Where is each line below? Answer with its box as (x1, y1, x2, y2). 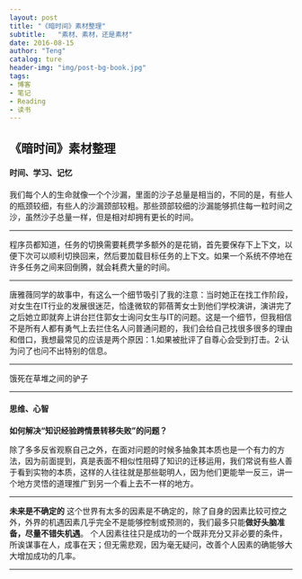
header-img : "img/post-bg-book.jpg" (9, 64, 147, 73)
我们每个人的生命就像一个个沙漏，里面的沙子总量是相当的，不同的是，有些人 (9, 189, 293, 200)
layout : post (9, 13, 58, 22)
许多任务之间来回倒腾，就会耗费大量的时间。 (9, 262, 175, 272)
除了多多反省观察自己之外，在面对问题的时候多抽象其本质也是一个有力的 (9, 444, 277, 455)
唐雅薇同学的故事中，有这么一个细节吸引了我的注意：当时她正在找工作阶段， (9, 289, 293, 299)
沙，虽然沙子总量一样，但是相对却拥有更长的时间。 (9, 211, 199, 222)
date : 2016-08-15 (9, 38, 75, 48)
